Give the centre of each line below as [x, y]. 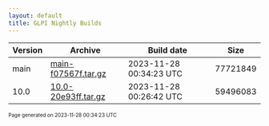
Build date [168, 50]
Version [28, 50]
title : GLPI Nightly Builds [55, 23]
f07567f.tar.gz [78, 73]
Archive [85, 50]
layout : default [35, 16]
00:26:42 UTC [155, 96]
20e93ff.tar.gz [78, 96]
